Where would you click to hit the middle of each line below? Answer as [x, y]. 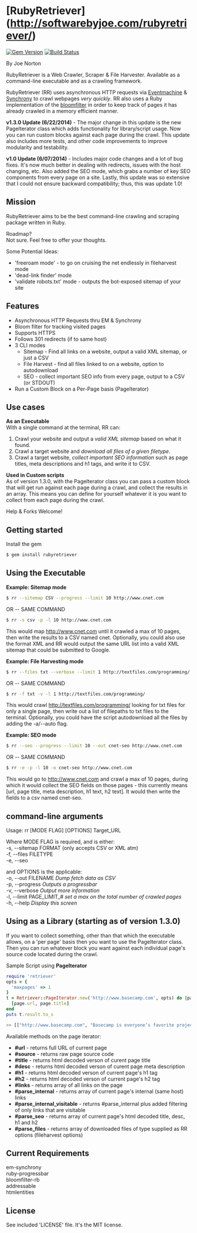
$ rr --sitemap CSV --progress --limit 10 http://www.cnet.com [85, 598]
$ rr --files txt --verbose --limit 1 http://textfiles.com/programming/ [98, 672]
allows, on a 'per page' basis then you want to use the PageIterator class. [95, 941]
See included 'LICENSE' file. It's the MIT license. [64, 1225]
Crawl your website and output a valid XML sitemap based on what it [98, 439]
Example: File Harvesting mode [45, 661]
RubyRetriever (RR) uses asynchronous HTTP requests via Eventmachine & [97, 92]
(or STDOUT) [39, 382]
